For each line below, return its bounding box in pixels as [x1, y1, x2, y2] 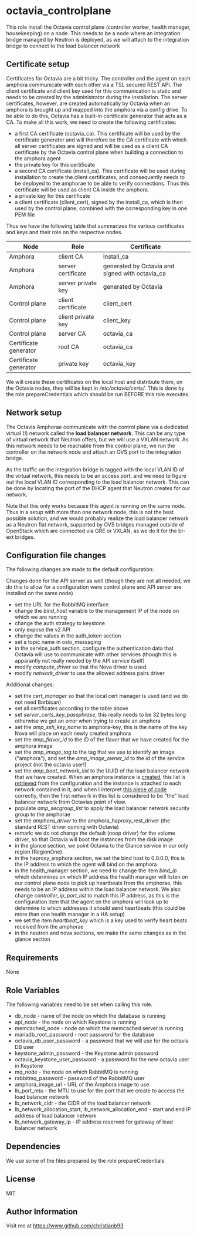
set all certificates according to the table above [14, 705, 129, 712]
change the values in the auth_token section [14, 632, 121, 639]
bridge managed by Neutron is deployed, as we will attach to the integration [6, 36, 189, 43]
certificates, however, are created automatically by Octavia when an [6, 100, 171, 107]
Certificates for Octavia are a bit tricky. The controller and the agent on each [6, 75, 191, 82]
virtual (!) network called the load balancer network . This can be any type [6, 430, 186, 437]
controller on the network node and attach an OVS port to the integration [6, 448, 182, 455]
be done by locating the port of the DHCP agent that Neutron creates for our [6, 484, 191, 491]
